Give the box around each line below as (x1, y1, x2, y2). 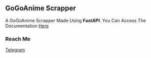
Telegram (5, 47, 25, 53)
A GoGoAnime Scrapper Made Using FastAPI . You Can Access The (5, 17, 146, 23)
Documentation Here (5, 23, 49, 29)
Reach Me (5, 35, 31, 42)
